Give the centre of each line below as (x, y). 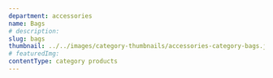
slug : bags (27, 39)
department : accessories (50, 16)
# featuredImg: (34, 54)
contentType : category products (63, 62)
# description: (34, 31)
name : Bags (27, 24)
